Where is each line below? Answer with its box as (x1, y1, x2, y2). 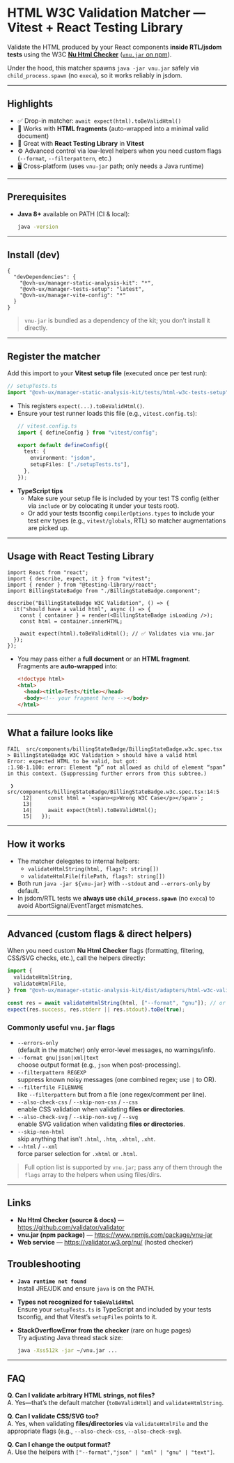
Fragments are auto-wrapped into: (17, 661, 118, 670)
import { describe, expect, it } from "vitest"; (7, 575, 151, 582)
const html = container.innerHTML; (19, 617, 123, 625)
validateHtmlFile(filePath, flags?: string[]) (27, 873, 166, 880)
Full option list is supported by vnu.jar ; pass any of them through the (24, 1163, 223, 1171)
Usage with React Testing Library (7, 550, 155, 562)
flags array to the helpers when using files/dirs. (24, 1170, 162, 1178)
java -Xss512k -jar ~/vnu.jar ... (17, 1346, 118, 1354)
